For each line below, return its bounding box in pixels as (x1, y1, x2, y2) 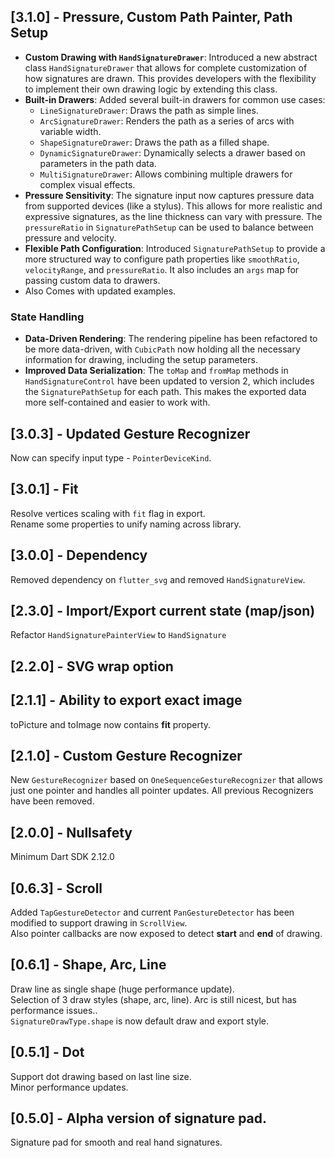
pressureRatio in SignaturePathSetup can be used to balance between (24, 221, 314, 233)
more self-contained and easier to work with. (24, 396, 211, 409)
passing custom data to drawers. (24, 274, 161, 286)
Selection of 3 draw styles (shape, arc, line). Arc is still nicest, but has (10, 993, 297, 1005)
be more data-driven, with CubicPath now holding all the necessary (24, 343, 301, 355)
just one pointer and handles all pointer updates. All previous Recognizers (10, 785, 314, 797)
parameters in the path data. (39, 157, 157, 169)
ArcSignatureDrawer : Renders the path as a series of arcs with (39, 115, 295, 127)
